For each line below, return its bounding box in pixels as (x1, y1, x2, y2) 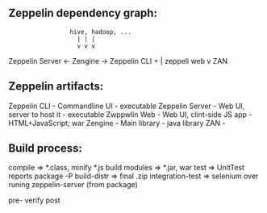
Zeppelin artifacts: (8, 80, 104, 94)
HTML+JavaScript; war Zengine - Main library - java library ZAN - (8, 118, 226, 127)
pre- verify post (8, 195, 60, 205)
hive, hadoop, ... (69, 27, 131, 35)
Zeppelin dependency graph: (8, 6, 157, 20)
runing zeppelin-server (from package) (8, 180, 139, 190)
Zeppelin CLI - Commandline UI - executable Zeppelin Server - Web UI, (8, 101, 245, 111)
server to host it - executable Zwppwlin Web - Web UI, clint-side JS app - (8, 109, 252, 119)
